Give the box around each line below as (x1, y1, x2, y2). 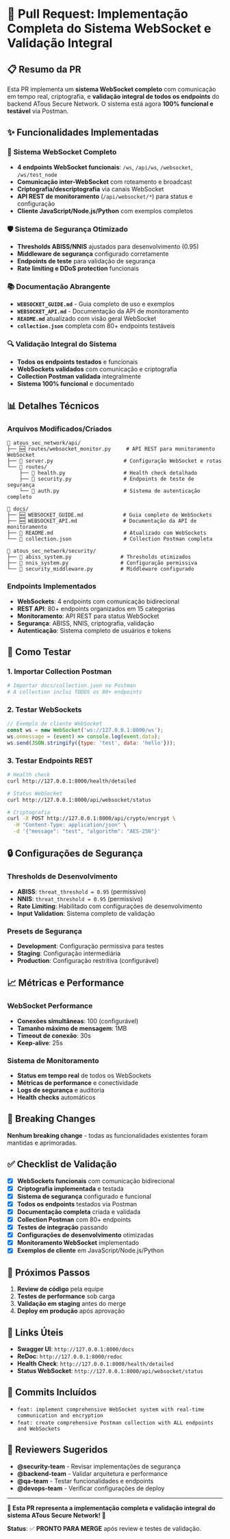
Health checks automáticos (16, 1093, 96, 1101)
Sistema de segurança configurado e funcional (16, 1192, 152, 1200)
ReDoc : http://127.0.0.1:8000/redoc (16, 1352, 123, 1360)
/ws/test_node (16, 171, 57, 178)
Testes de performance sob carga (16, 1292, 115, 1300)
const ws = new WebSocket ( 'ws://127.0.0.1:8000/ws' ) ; (7, 727, 164, 734)
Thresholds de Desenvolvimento (7, 872, 118, 881)
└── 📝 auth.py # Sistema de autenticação (19, 488, 201, 494)
